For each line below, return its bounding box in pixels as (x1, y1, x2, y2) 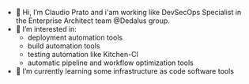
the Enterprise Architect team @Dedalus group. (15, 16, 170, 25)
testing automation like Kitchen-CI (27, 50, 138, 59)
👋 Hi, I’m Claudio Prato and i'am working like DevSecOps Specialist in (15, 8, 242, 17)
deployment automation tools (27, 32, 123, 42)
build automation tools (27, 41, 100, 51)
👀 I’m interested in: (15, 25, 77, 33)
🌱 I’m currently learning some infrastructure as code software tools (15, 67, 235, 75)
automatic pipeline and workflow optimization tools (27, 58, 194, 67)
